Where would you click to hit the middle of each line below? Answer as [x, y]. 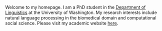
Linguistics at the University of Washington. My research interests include [81, 12]
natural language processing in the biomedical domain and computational [81, 18]
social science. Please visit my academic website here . [62, 23]
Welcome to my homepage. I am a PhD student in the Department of [75, 7]
